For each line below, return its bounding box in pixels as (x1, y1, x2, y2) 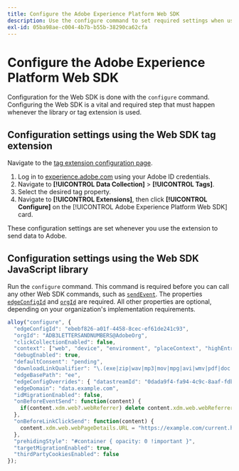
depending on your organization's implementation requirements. (7, 305, 196, 313)
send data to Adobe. (7, 232, 68, 240)
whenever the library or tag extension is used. (7, 108, 142, 117)
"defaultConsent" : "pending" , (14, 359, 103, 366)
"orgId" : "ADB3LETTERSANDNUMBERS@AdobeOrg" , (14, 332, 148, 339)
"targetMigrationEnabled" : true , (14, 444, 113, 452)
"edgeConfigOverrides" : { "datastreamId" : (14, 378, 142, 385)
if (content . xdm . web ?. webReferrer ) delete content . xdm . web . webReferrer (20, 405, 234, 412)
